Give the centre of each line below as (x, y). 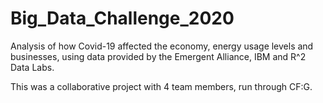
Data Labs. (32, 67)
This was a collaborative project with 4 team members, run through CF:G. (161, 86)
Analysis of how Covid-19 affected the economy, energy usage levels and (162, 46)
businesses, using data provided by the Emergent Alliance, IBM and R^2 (158, 56)
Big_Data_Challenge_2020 (122, 18)
